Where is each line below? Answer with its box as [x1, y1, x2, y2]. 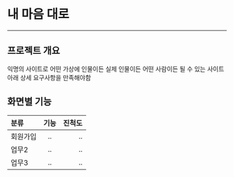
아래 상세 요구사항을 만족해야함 [7, 73, 92, 82]
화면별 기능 [7, 95, 52, 108]
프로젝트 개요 [7, 45, 61, 56]
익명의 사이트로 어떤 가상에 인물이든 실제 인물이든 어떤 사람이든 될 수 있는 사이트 [7, 64, 225, 73]
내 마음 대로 [7, 6, 70, 22]
